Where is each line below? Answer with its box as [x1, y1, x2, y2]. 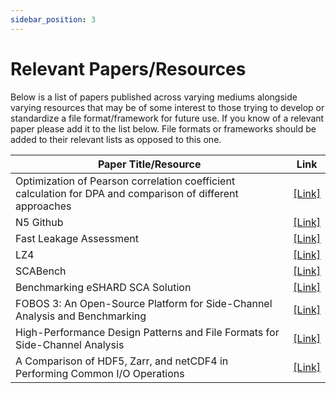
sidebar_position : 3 [10, 14, 97, 25]
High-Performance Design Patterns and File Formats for [15, 325, 280, 339]
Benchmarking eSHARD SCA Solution [15, 280, 192, 294]
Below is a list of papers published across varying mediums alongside [10, 91, 298, 103]
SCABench [15, 264, 67, 278]
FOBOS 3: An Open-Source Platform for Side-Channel [15, 296, 273, 310]
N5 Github [15, 215, 64, 229]
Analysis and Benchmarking [15, 309, 147, 323]
